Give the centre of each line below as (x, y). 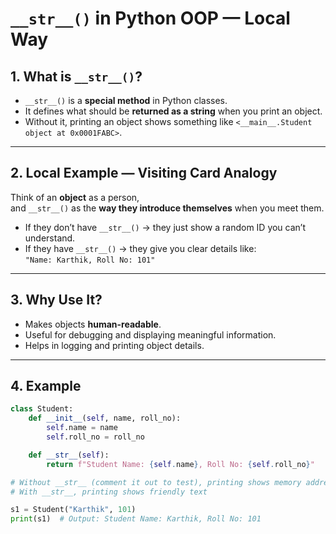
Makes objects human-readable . (93, 324)
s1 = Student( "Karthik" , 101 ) (73, 510)
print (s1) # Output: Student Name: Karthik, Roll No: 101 (136, 519)
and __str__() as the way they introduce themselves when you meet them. (167, 208)
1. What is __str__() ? (76, 76)
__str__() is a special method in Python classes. (126, 100)
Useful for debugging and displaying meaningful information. (150, 334)
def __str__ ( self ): (69, 455)
